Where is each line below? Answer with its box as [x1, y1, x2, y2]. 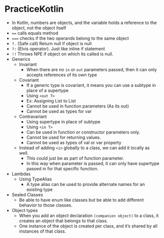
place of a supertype [26, 87, 69, 93]
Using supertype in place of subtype [26, 119, 101, 125]
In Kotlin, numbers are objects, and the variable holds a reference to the [11, 20, 157, 26]
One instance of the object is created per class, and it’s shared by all [19, 223, 158, 229]
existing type [26, 186, 53, 192]
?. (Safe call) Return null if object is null [11, 40, 92, 46]
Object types [11, 207, 38, 213]
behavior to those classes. [19, 202, 73, 208]
